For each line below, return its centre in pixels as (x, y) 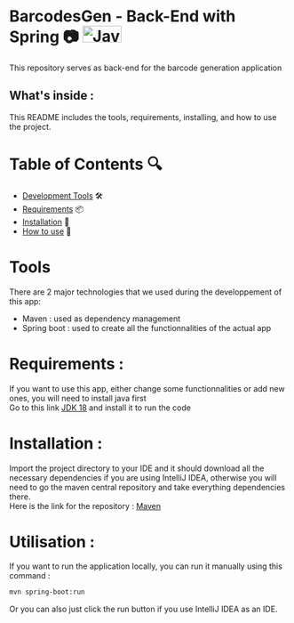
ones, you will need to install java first (78, 398)
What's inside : (52, 96)
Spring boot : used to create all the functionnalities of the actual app (147, 328)
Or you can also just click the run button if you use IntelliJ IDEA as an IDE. (143, 609)
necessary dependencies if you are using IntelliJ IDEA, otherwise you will (143, 477)
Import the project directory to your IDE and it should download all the (137, 468)
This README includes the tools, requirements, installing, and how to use (143, 117)
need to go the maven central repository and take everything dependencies (147, 487)
